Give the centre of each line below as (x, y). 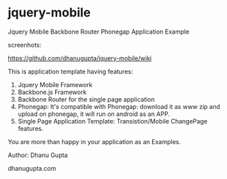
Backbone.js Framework (52, 92)
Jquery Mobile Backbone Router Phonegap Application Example (99, 32)
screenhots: (25, 45)
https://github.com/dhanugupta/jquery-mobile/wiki (80, 58)
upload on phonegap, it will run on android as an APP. (94, 114)
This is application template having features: (71, 71)
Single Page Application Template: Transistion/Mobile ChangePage (112, 121)
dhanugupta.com (32, 168)
